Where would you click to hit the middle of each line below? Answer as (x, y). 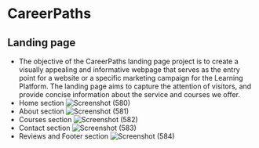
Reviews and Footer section (64, 136)
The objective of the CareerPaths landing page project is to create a (128, 61)
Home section (41, 103)
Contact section (44, 128)
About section (41, 111)
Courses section (45, 119)
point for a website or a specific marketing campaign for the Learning (131, 78)
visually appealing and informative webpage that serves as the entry (129, 70)
